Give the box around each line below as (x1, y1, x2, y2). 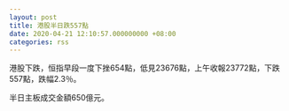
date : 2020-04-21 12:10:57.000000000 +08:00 (9, 29, 176, 38)
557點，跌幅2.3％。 (9, 74, 82, 85)
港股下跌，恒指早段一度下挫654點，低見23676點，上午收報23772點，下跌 (9, 63, 281, 73)
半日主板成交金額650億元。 (9, 92, 109, 103)
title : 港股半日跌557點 (9, 21, 89, 30)
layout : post (9, 12, 58, 22)
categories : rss (9, 37, 69, 47)
